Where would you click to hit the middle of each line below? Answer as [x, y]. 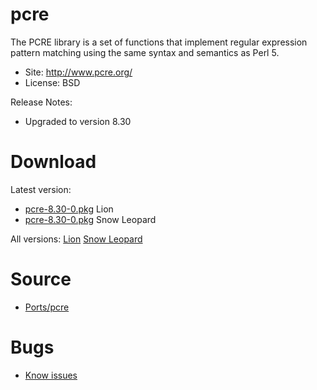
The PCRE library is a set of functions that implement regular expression [159, 42]
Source [41, 279]
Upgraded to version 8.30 [78, 121]
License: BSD [52, 82]
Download [53, 162]
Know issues [51, 375]
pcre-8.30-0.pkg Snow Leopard [90, 219]
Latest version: [41, 189]
